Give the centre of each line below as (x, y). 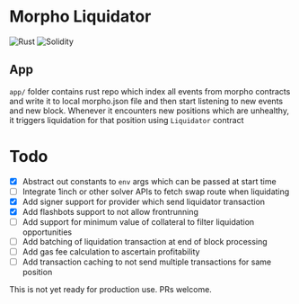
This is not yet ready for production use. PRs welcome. (111, 290)
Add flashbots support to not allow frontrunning (110, 211)
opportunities (47, 232)
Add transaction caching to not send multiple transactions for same (147, 262)
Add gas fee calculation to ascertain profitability (111, 252)
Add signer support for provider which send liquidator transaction (144, 201)
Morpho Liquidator (80, 17)
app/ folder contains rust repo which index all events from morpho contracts (150, 91)
